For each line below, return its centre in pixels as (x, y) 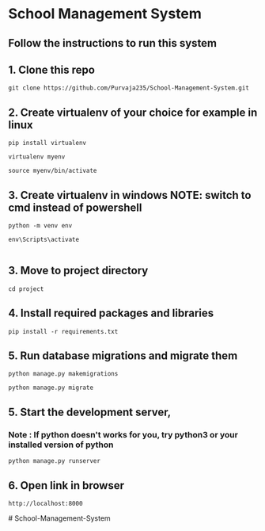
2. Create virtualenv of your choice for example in (133, 112)
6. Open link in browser (66, 485)
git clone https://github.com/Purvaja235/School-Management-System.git (129, 88)
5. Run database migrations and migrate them (123, 356)
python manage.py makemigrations (63, 374)
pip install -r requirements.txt (63, 331)
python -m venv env (40, 226)
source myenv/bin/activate (53, 171)
